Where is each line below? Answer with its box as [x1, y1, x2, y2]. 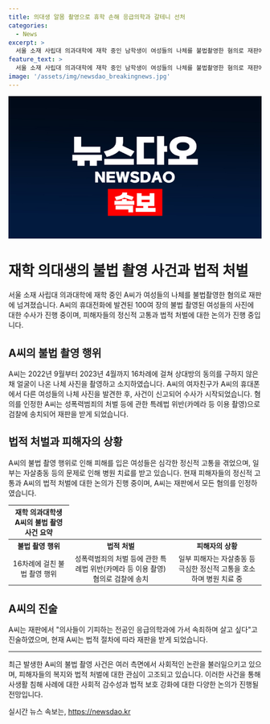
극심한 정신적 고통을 [178, 564, 241, 573]
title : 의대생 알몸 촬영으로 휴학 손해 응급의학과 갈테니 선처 [8, 13, 186, 21]
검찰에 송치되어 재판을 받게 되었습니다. [8, 409, 129, 419]
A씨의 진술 [8, 602, 58, 615]
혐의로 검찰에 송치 [92, 573, 149, 583]
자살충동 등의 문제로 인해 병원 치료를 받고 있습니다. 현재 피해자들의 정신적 [22, 468, 253, 478]
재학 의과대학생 [14, 507, 63, 517]
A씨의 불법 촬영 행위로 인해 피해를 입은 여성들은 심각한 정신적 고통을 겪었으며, [8, 457, 252, 467]
